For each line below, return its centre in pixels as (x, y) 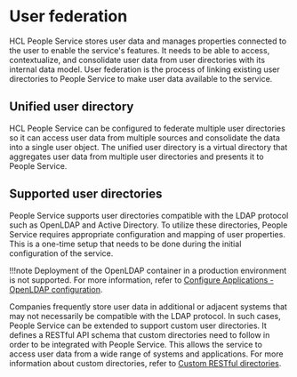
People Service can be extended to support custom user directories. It (138, 325)
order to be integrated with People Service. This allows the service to (136, 344)
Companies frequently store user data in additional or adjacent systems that (148, 306)
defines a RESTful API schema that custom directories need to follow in (140, 334)
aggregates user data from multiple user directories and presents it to (136, 156)
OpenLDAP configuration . (56, 289)
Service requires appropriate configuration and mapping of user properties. (148, 234)
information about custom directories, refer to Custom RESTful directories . (145, 363)
